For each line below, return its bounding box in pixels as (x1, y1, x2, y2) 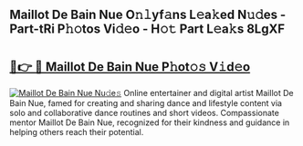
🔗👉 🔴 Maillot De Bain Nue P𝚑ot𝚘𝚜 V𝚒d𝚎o (9, 59, 251, 74)
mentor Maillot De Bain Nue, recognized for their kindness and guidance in (9, 117, 290, 128)
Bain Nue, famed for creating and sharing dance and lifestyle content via (9, 98, 283, 108)
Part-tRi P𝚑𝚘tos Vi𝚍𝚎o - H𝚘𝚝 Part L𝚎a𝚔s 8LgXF (9, 22, 286, 37)
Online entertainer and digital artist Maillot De (123, 88, 294, 98)
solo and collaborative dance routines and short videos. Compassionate (9, 108, 280, 118)
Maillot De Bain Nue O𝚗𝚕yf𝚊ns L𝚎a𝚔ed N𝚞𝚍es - (9, 7, 287, 23)
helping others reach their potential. (9, 127, 144, 137)
